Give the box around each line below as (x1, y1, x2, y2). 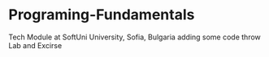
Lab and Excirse (8, 40, 63, 50)
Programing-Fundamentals (8, 6, 195, 24)
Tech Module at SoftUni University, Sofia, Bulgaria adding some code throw (8, 32, 262, 42)
